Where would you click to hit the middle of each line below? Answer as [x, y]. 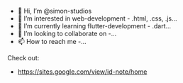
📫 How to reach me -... [52, 41]
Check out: [23, 58]
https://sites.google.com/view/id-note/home [82, 72]
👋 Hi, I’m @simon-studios [55, 11]
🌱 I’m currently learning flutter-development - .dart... [94, 26]
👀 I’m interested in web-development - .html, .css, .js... [97, 18]
